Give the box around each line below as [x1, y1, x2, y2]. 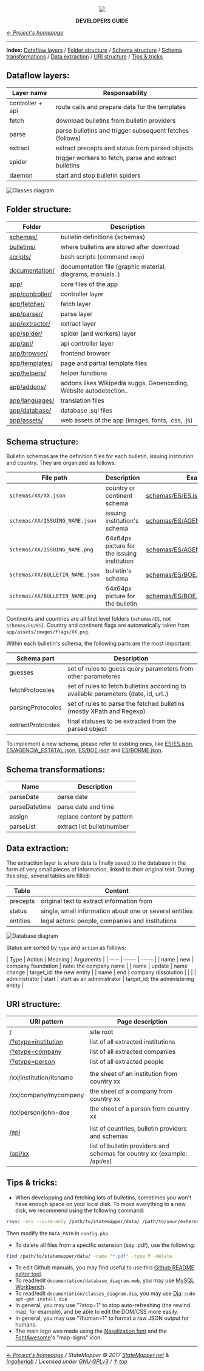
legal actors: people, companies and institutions [40, 916, 177, 925]
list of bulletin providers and [90, 1142, 169, 1150]
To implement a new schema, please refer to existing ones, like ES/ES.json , [6, 740, 194, 748]
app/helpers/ [9, 369, 47, 377]
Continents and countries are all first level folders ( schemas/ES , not [6, 615, 171, 623]
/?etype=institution [9, 1038, 64, 1046]
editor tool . [15, 1271, 42, 1278]
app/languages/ [9, 396, 55, 405]
